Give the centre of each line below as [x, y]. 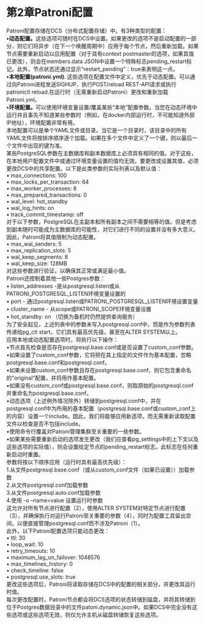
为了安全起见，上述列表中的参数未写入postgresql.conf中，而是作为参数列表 [101, 324]
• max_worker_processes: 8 [41, 188]
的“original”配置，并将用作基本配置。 [53, 378]
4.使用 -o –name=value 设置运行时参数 [55, 500]
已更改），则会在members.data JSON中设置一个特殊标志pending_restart [97, 61]
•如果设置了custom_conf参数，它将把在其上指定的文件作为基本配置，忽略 [99, 355]
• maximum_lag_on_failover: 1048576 [53, 557]
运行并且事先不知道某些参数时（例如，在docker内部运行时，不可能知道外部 [101, 115]
